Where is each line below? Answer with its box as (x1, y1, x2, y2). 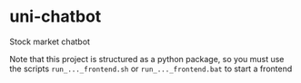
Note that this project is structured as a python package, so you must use (9, 53, 285, 64)
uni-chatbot (9, 6, 102, 27)
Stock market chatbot (9, 36, 91, 47)
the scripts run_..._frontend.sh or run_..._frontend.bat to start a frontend (9, 63, 293, 74)
